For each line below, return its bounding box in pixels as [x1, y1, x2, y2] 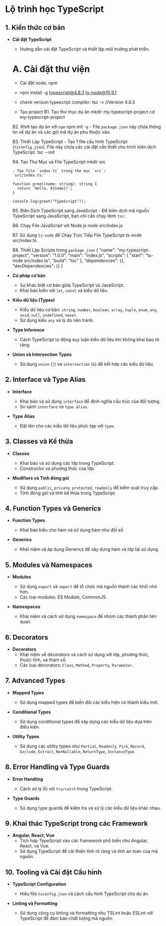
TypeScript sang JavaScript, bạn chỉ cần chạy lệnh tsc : [12, 213, 125, 219]
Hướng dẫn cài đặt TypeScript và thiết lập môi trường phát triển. [19, 46, 150, 52]
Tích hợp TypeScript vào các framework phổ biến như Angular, [19, 838, 149, 843]
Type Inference [12, 327, 45, 333]
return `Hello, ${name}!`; [17, 185, 73, 191]
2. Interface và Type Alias [5, 375, 86, 384]
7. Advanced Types [5, 676, 65, 685]
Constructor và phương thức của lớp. [19, 465, 95, 471]
